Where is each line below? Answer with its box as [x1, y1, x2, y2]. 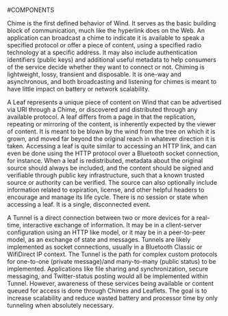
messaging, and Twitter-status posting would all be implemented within [7, 272, 209, 280]
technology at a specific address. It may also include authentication [7, 48, 198, 56]
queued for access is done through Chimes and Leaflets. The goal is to [7, 286, 207, 295]
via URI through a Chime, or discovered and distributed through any [7, 106, 198, 113]
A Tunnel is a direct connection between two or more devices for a [7, 214, 195, 222]
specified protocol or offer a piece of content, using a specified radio [7, 41, 202, 49]
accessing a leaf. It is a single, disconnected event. [7, 201, 151, 208]
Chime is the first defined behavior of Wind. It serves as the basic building [7, 19, 216, 27]
